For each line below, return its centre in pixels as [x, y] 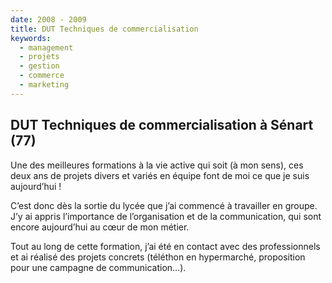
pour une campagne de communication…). [98, 267]
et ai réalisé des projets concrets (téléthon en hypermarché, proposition [158, 257]
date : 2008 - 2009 [48, 19]
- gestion [39, 66]
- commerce [42, 76]
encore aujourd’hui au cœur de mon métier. [100, 227]
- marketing [44, 85]
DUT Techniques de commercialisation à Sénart [162, 125]
